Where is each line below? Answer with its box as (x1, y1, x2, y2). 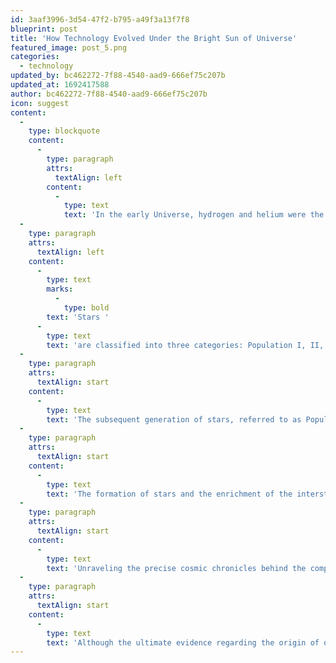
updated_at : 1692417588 (10, 80, 110, 90)
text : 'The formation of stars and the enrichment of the (46, 489, 293, 499)
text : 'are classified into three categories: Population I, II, (46, 340, 325, 350)
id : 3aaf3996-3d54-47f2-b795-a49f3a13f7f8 (10, 14, 190, 25)
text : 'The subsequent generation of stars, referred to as (46, 414, 302, 425)
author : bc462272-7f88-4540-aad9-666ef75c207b (10, 89, 208, 99)
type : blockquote (28, 126, 101, 136)
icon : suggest (10, 98, 70, 108)
